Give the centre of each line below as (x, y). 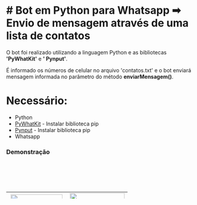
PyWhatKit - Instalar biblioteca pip (57, 124)
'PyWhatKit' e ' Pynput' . (37, 59)
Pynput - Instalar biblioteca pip (52, 130)
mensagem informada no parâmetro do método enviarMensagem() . (90, 77)
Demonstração (28, 152)
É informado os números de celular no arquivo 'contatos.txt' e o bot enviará (99, 70)
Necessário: (37, 101)
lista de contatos (48, 36)
